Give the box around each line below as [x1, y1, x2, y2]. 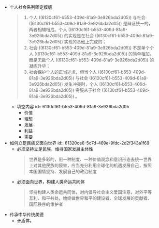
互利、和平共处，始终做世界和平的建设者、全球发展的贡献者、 [29, 195, 152, 201]
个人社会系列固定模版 [9, 4, 52, 10]
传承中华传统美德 [9, 212, 44, 217]
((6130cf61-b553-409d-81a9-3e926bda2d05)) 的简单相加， [34, 51, 154, 57]
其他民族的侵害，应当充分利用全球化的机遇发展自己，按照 [37, 163, 152, 168]
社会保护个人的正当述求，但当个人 [29, 69, 97, 75]
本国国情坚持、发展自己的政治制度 [29, 169, 97, 174]
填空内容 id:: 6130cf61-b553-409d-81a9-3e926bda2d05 [16, 104, 130, 109]
